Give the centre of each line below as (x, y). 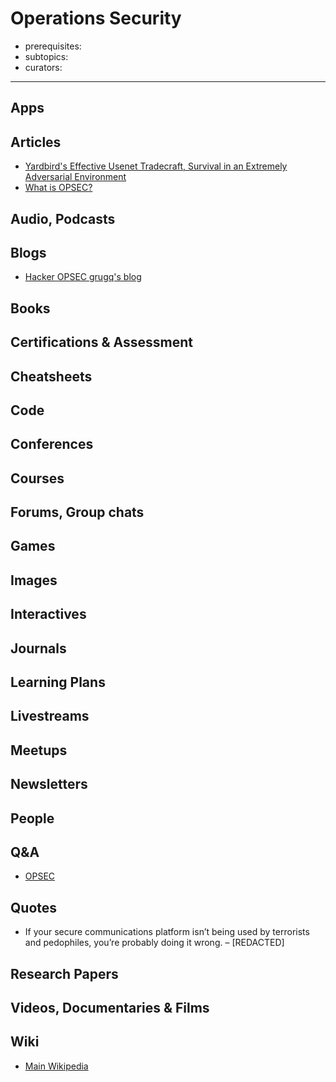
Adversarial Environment (75, 177)
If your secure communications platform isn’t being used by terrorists (167, 932)
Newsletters (49, 784)
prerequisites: (53, 46)
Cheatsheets (51, 376)
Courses (37, 478)
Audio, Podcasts (63, 218)
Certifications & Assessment (101, 342)
